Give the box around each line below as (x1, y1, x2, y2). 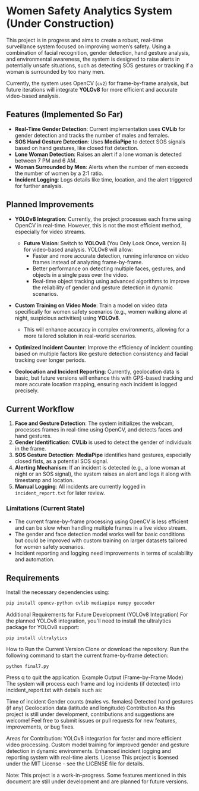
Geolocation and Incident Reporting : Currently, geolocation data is (14, 368, 180, 375)
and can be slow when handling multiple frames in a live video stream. (14, 524, 187, 531)
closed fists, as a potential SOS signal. (14, 458, 109, 465)
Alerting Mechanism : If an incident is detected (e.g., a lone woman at (14, 464, 186, 471)
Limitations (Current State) (6, 504, 85, 512)
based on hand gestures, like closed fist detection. (14, 144, 139, 151)
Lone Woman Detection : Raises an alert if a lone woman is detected (14, 151, 182, 158)
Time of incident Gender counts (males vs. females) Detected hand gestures (6, 698, 194, 705)
